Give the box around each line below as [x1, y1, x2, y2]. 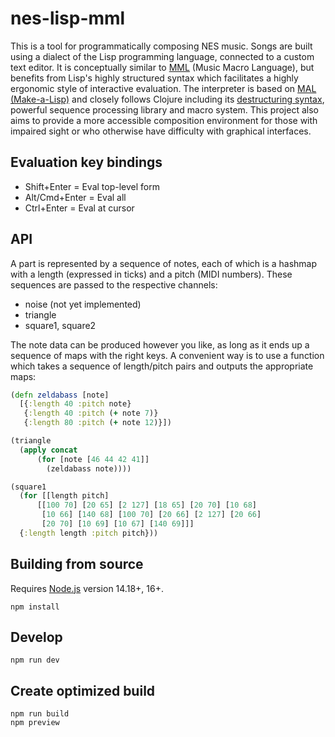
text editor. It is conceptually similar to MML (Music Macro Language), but [10, 61, 315, 73]
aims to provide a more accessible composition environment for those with [10, 114, 318, 126]
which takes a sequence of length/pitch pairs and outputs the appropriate [10, 360, 314, 372]
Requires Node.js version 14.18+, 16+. [10, 582, 164, 594]
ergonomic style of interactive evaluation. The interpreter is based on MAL [10, 82, 317, 94]
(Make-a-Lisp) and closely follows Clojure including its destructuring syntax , [10, 93, 325, 105]
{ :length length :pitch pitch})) [19, 528, 159, 538]
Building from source [10, 556, 144, 573]
